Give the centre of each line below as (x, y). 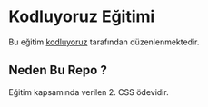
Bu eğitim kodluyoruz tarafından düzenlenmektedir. (104, 42)
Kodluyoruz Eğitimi (82, 17)
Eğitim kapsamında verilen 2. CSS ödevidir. (89, 92)
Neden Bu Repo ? (58, 70)
